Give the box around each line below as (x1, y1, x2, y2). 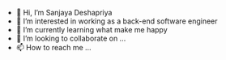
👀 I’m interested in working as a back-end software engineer (15, 16, 218, 26)
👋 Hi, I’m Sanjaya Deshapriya (15, 8, 113, 17)
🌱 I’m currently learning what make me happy (15, 25, 168, 34)
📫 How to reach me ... (15, 43, 92, 52)
